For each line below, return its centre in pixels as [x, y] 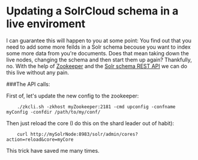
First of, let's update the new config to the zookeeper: [73, 96]
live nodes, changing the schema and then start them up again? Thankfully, [99, 60]
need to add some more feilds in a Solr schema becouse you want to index [98, 47]
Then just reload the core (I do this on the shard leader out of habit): [90, 123]
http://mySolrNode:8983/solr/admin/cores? [84, 134]
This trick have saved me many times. [53, 150]
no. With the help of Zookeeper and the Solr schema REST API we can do [97, 66]
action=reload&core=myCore [40, 140]
